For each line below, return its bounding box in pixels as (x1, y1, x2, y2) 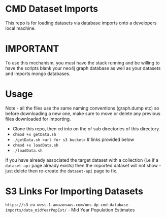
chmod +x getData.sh (12, 132, 56, 137)
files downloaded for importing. (5, 116, 71, 122)
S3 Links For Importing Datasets (5, 186, 144, 197)
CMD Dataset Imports (5, 3, 98, 15)
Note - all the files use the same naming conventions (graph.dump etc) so (5, 105, 159, 111)
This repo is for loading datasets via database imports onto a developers (5, 20, 157, 26)
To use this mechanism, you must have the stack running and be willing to (5, 59, 160, 66)
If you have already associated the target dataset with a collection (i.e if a (5, 157, 159, 163)
